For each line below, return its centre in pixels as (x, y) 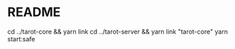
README (34, 12)
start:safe (21, 38)
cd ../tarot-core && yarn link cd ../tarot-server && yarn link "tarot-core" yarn (118, 31)
